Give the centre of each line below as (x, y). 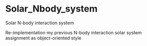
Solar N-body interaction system (40, 23)
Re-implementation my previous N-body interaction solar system (73, 32)
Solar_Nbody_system (51, 9)
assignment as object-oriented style (44, 38)
